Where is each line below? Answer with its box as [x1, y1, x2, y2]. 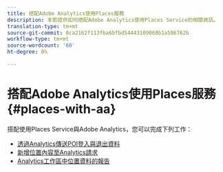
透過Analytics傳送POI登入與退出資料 [17, 139, 120, 148]
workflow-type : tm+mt [7, 36, 70, 43]
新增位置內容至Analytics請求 [17, 148, 98, 156]
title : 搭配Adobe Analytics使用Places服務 [7, 10, 125, 17]
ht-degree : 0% [7, 49, 48, 56]
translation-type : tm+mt [7, 23, 78, 30]
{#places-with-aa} [7, 101, 116, 117]
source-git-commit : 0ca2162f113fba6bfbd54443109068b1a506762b [7, 29, 189, 36]
